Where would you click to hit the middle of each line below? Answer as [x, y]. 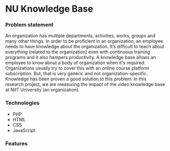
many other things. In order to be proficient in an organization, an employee [84, 41]
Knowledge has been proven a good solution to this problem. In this [76, 79]
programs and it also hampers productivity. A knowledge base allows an [81, 57]
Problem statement [29, 25]
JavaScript [24, 130]
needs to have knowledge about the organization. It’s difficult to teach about [85, 47]
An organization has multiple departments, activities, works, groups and [80, 36]
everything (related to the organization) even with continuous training [78, 52]
